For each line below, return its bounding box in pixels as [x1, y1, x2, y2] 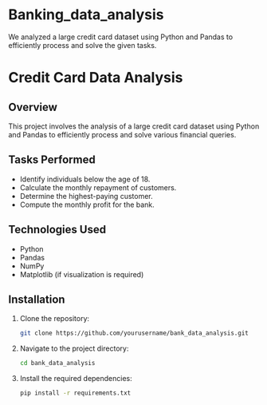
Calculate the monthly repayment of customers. [19, 182, 177, 193]
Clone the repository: [19, 314, 90, 324]
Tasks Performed [8, 153, 96, 167]
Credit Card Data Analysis [8, 69, 183, 87]
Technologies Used [8, 223, 106, 236]
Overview [8, 100, 58, 113]
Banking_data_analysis [8, 6, 165, 24]
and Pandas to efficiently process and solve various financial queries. [8, 129, 237, 139]
